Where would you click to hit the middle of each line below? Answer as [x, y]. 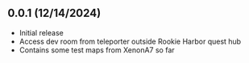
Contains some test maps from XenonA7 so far [97, 50]
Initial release [41, 32]
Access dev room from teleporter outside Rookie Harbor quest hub [130, 41]
